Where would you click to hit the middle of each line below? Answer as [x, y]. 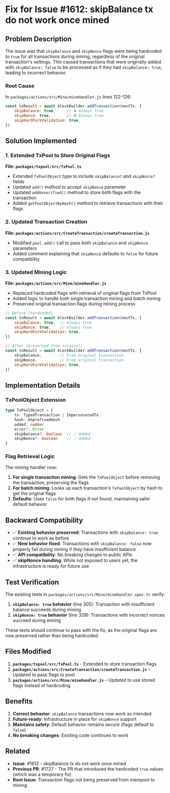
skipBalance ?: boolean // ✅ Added [52, 434]
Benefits [19, 701]
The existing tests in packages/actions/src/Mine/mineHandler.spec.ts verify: [85, 594]
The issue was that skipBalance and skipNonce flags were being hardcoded [83, 51]
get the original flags [34, 493]
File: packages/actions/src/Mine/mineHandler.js [56, 283]
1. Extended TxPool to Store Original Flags [58, 155]
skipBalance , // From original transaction [69, 355]
